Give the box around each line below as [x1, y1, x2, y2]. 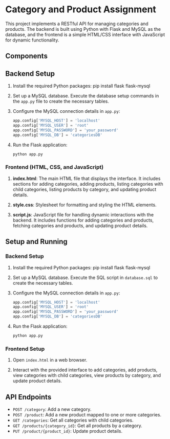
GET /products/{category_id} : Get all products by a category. [12, 422, 142, 429]
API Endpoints [5, 392, 52, 401]
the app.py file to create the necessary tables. [12, 98, 109, 105]
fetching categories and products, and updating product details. [12, 222, 148, 229]
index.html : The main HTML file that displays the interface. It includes [12, 175, 161, 182]
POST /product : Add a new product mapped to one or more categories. [12, 411, 162, 417]
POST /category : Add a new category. [12, 406, 92, 412]
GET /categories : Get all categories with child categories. [12, 417, 134, 423]
